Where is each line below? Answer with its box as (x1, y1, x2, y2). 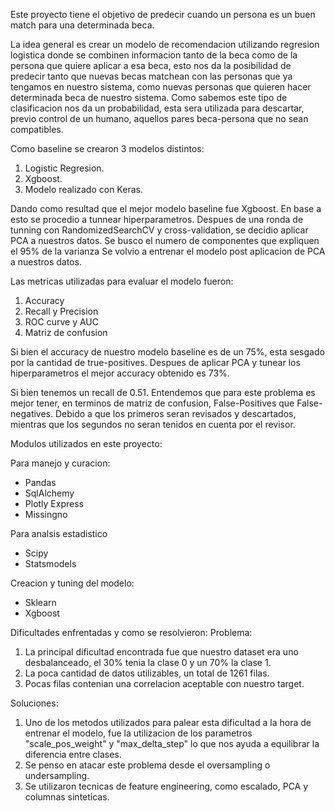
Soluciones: (10, 697, 59, 709)
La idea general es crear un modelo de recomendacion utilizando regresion (10, 39, 320, 50)
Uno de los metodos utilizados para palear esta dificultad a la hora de (24, 717, 312, 728)
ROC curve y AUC (24, 316, 99, 328)
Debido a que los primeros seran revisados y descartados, (54, 408, 297, 419)
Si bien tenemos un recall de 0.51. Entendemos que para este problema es (10, 387, 316, 398)
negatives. (10, 408, 54, 419)
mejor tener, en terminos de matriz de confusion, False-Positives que (10, 397, 295, 409)
